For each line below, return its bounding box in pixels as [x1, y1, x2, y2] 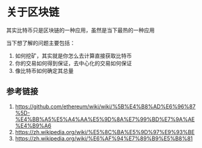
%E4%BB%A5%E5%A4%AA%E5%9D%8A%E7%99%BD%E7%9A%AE [15, 116, 195, 123]
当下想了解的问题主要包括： [6, 39, 76, 46]
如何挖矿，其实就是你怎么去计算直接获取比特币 [15, 52, 132, 59]
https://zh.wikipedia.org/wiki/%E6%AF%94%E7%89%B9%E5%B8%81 [15, 135, 193, 142]
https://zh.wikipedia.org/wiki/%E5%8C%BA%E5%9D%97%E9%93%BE [15, 128, 195, 135]
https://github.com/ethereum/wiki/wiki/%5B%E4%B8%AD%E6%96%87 [15, 103, 196, 110]
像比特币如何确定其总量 [15, 67, 74, 74]
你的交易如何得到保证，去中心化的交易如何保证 [15, 60, 132, 67]
